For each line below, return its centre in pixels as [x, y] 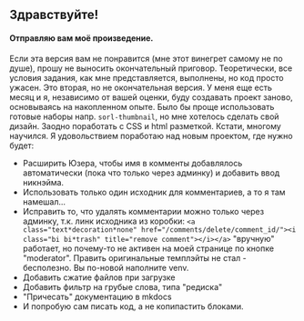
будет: [22, 145]
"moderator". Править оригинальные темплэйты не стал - [135, 257]
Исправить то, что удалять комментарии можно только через [143, 211]
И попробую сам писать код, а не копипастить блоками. [133, 306]
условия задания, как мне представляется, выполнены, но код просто [147, 77]
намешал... [44, 201]
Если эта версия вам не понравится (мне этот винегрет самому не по [147, 58]
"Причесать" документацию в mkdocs [97, 296]
